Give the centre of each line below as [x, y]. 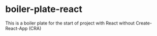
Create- [144, 23]
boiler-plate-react [44, 9]
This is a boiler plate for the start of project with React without [70, 23]
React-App [17, 28]
